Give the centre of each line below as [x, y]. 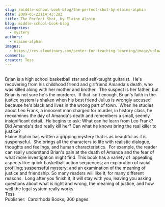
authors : [14, 37]
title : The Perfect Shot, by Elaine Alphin [50, 19]
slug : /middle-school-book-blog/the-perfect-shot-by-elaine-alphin [76, 10]
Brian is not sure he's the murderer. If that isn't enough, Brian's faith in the [81, 95]
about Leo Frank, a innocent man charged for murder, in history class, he [79, 111]
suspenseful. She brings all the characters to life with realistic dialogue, [78, 142]
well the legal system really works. [40, 189]
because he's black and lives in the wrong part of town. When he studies [79, 105]
